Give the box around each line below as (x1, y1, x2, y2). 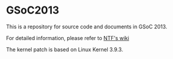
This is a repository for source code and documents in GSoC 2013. (6, 23, 168, 30)
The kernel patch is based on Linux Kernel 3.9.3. (6, 45, 124, 53)
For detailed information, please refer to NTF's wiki (6, 34, 129, 41)
